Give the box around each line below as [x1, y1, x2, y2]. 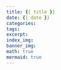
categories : [6, 20, 36, 26]
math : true [6, 49, 34, 55]
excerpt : [6, 32, 28, 38]
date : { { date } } [6, 15, 50, 21]
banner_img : [6, 43, 36, 49]
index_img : [6, 37, 34, 43]
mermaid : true [6, 54, 42, 60]
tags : [6, 26, 20, 32]
